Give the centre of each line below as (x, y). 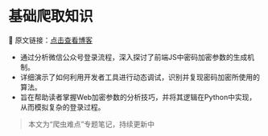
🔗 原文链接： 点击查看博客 (51, 40)
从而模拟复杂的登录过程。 (62, 107)
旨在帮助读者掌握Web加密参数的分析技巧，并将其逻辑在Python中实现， (138, 97)
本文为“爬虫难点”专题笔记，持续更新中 (91, 124)
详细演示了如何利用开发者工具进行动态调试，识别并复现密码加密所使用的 (140, 77)
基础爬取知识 (51, 16)
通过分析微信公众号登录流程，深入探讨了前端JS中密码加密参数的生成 (134, 57)
